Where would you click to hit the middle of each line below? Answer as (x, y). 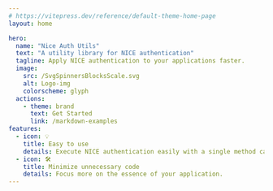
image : (27, 69)
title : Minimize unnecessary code (81, 167)
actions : (30, 98)
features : (25, 129)
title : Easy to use (56, 144)
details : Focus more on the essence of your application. (123, 174)
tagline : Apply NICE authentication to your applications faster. (130, 61)
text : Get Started (61, 114)
